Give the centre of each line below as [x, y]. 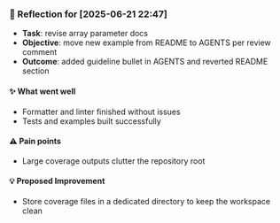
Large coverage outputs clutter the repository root [113, 161]
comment [39, 52]
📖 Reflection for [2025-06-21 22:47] [89, 14]
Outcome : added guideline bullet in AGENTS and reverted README [145, 62]
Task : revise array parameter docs [85, 34]
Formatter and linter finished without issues [101, 111]
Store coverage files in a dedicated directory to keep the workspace [146, 201]
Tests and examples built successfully [91, 121]
